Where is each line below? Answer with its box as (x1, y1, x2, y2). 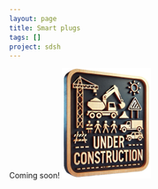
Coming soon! (9, 170, 60, 181)
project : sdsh (9, 42, 62, 51)
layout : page (9, 14, 57, 23)
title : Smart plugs (9, 23, 81, 33)
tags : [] (9, 33, 41, 42)
